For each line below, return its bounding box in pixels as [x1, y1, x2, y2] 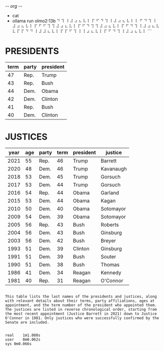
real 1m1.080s [5, 333, 41, 338]
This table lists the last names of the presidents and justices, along [5, 294, 157, 299]
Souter [100, 253, 116, 260]
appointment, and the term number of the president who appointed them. [5, 302, 157, 308]
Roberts [100, 221, 119, 228]
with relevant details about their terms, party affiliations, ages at [5, 298, 155, 303]
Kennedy [100, 269, 122, 276]
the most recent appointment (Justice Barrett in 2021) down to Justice [5, 311, 157, 316]
